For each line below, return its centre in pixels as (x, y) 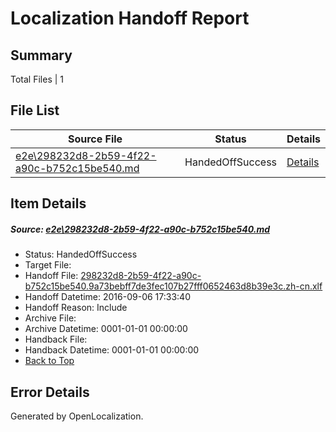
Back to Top (49, 361)
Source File (95, 139)
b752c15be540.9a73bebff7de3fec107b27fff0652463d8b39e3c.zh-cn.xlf (173, 286)
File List (35, 110)
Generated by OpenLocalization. (77, 416)
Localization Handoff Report (130, 18)
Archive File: (50, 318)
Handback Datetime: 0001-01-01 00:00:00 (112, 350)
